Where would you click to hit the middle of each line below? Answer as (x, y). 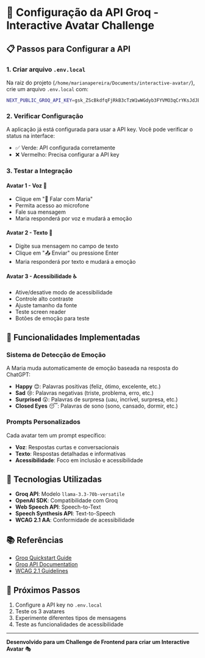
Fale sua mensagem (40, 212)
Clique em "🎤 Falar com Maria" (54, 199)
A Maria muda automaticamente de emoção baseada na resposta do (92, 368)
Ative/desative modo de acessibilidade (64, 292)
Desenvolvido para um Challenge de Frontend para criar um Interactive (98, 642)
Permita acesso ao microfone (52, 206)
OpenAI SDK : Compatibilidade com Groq (66, 501)
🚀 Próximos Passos (43, 590)
